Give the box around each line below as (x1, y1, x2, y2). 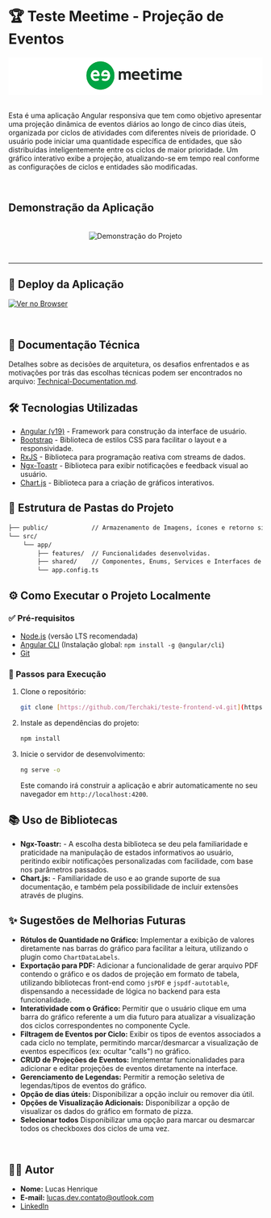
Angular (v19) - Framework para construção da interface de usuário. (19, 426, 248, 437)
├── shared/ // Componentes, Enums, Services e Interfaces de (37, 558, 262, 566)
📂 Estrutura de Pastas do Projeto (8, 501, 174, 515)
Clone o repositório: (19, 687, 86, 697)
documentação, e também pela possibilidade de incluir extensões (19, 881, 239, 891)
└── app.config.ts (37, 567, 99, 575)
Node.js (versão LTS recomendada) (19, 631, 139, 641)
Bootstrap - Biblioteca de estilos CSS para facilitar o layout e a (19, 435, 227, 445)
